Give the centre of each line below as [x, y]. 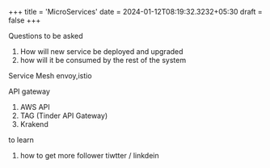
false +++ [25, 20]
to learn [21, 140]
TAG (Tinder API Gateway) [64, 115]
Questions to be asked [46, 36]
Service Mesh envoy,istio [50, 76]
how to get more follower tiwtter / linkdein [89, 155]
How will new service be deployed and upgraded [101, 51]
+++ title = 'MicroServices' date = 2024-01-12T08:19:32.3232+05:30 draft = [135, 12]
